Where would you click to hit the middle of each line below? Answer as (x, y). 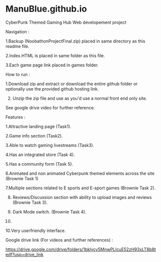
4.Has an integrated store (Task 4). (40, 154)
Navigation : (17, 31)
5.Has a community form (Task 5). (39, 164)
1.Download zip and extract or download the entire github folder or (72, 84)
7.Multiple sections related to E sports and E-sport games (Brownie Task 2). (80, 188)
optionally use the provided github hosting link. (52, 89)
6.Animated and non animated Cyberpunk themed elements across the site (80, 173)
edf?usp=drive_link (25, 254)
